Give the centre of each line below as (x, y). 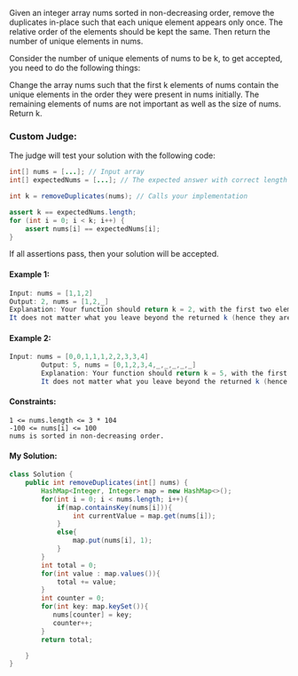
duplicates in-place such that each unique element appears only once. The (146, 22)
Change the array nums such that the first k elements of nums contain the (144, 85)
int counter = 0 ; (73, 599)
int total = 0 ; (69, 565)
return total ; (67, 640)
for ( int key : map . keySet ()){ (95, 607)
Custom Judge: (43, 136)
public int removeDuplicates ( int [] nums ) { (107, 483)
